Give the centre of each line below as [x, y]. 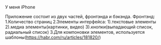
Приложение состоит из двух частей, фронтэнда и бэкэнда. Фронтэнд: [80, 16]
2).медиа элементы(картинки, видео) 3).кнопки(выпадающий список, [79, 27]
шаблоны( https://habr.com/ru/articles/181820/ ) [53, 37]
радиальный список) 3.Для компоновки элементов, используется [75, 32]
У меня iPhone [20, 7]
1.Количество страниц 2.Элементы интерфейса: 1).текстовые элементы [81, 22]
